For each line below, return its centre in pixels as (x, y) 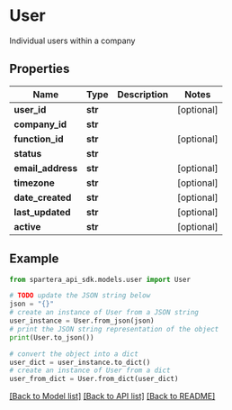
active (27, 226)
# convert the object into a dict (74, 354)
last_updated (42, 212)
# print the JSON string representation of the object (114, 329)
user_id (30, 109)
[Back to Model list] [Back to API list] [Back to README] (112, 396)
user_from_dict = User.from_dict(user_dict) (94, 379)
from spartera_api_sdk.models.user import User (100, 279)
